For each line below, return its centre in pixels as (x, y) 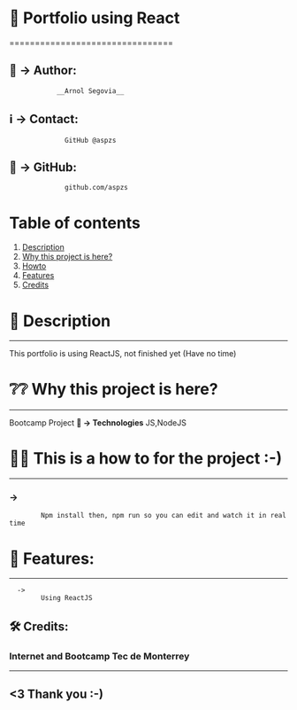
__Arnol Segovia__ (90, 91)
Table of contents (75, 223)
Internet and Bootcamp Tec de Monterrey (99, 656)
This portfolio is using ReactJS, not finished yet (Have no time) (123, 354)
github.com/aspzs (96, 188)
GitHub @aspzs (91, 140)
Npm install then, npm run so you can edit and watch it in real (164, 516)
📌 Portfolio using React (95, 18)
